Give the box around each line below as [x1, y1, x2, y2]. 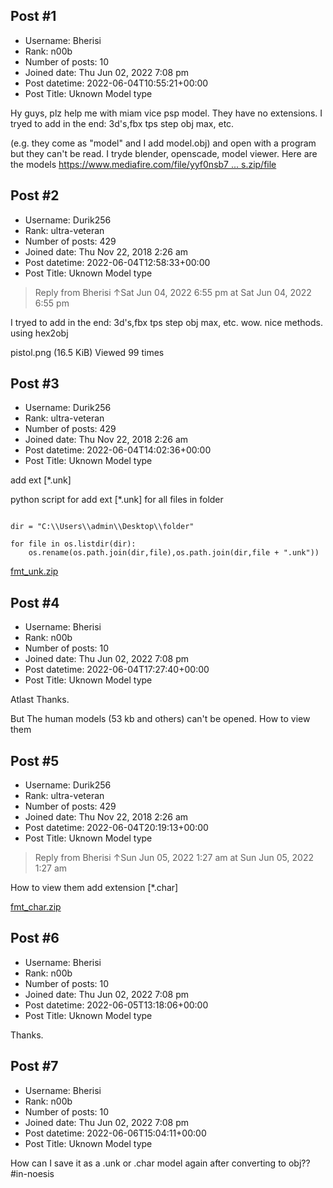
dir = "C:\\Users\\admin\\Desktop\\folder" [10, 522, 195, 532]
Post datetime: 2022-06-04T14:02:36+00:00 [24, 444, 212, 456]
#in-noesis [10, 1167, 55, 1179]
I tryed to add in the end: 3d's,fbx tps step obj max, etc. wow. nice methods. [10, 316, 323, 328]
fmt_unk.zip [10, 565, 59, 578]
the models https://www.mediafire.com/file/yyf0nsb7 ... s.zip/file [10, 158, 277, 170]
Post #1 [10, 8, 57, 25]
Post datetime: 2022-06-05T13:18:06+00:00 [24, 999, 209, 1011]
